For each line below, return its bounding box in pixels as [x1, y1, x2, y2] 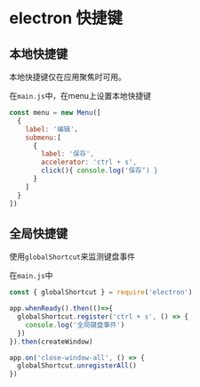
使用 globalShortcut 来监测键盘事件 [9, 251, 136, 262]
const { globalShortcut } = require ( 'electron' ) [9, 288, 193, 297]
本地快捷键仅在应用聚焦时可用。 [9, 72, 126, 82]
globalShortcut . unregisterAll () [17, 361, 138, 370]
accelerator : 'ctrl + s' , [41, 157, 138, 167]
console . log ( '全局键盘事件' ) [25, 320, 125, 329]
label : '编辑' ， [25, 125, 82, 133]
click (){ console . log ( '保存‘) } [41, 166, 158, 175]
